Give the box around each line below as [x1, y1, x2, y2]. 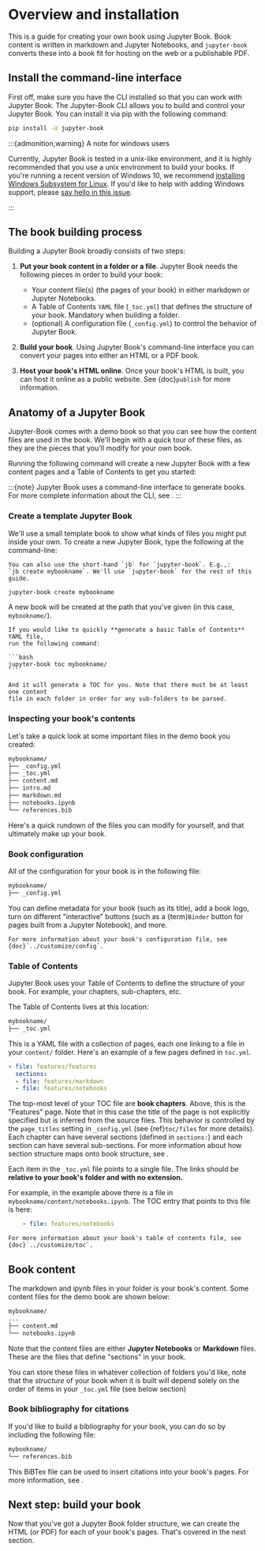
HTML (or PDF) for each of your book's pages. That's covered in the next [8, 1527, 246, 1537]
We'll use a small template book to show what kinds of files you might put [8, 529, 247, 538]
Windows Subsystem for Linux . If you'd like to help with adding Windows [8, 179, 244, 189]
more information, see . [8, 1475, 84, 1485]
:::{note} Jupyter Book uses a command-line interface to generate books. [8, 483, 247, 492]
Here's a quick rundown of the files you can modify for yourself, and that [8, 820, 244, 830]
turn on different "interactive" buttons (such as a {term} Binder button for [8, 911, 244, 921]
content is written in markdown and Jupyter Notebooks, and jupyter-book [8, 39, 248, 49]
